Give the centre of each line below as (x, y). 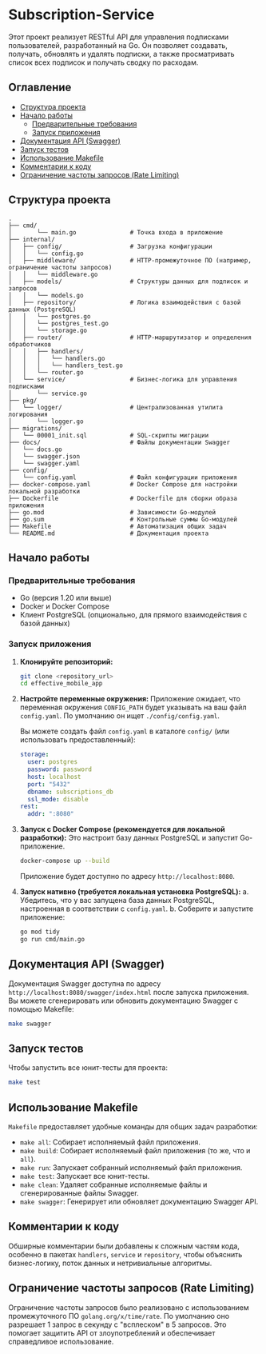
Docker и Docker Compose (64, 606)
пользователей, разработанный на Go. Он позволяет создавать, (118, 45)
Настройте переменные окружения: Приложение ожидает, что (130, 699)
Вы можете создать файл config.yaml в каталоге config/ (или (125, 731)
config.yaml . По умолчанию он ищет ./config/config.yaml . (119, 716)
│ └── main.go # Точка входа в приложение (116, 232)
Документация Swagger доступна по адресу (85, 983)
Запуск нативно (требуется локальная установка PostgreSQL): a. (134, 892)
